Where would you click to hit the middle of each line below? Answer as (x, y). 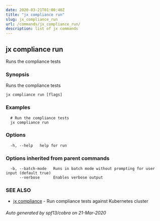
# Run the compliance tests (40, 118)
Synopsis (17, 74)
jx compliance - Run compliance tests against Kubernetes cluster (81, 201)
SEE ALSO (18, 190)
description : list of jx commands (42, 29)
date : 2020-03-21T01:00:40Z (35, 10)
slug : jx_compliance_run (32, 19)
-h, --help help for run (39, 145)
